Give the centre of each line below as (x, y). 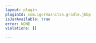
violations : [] (21, 28)
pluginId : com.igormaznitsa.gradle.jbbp (48, 14)
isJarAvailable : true (28, 19)
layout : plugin (21, 10)
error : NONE (18, 24)
